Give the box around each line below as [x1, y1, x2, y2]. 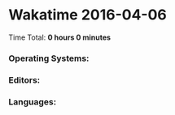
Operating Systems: [8, 53, 90, 64]
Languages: [8, 96, 57, 107]
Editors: [8, 75, 41, 86]
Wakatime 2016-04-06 [8, 6, 167, 24]
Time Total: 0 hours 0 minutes [8, 32, 112, 42]
